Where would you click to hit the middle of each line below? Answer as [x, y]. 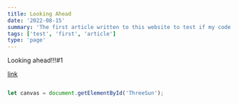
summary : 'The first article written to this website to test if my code [119, 27]
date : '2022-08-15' [36, 21]
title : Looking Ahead [40, 14]
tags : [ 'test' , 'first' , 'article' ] [62, 34]
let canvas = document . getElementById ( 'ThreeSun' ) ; [86, 93]
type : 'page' [27, 40]
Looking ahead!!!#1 [35, 60]
